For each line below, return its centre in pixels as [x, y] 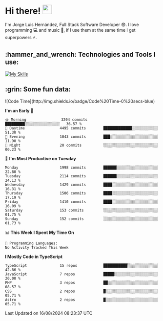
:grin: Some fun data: [38, 89]
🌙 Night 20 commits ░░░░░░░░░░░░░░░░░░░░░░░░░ [82, 145]
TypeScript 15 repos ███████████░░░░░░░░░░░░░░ [82, 265]
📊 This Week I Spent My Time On [40, 232]
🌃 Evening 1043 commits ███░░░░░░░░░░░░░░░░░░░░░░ [82, 137]
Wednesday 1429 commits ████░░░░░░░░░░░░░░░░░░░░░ [82, 185]
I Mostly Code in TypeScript [34, 257]
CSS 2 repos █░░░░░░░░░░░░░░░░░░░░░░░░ [82, 291]
